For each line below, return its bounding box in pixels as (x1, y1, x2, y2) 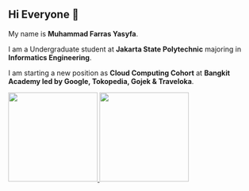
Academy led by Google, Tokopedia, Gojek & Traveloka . (8, 76, 194, 86)
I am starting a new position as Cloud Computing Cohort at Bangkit (8, 68, 231, 78)
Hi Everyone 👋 (8, 8, 79, 21)
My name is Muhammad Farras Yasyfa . (8, 29, 139, 38)
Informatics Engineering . (8, 52, 92, 62)
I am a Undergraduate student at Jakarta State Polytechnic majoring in (8, 44, 242, 54)
